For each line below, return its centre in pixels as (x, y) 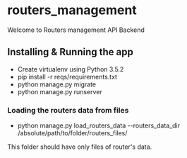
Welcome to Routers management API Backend (76, 30)
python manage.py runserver (60, 91)
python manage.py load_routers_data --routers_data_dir (99, 125)
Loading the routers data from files (68, 110)
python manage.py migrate (57, 84)
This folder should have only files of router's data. (80, 147)
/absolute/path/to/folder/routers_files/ (72, 133)
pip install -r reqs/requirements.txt (67, 77)
